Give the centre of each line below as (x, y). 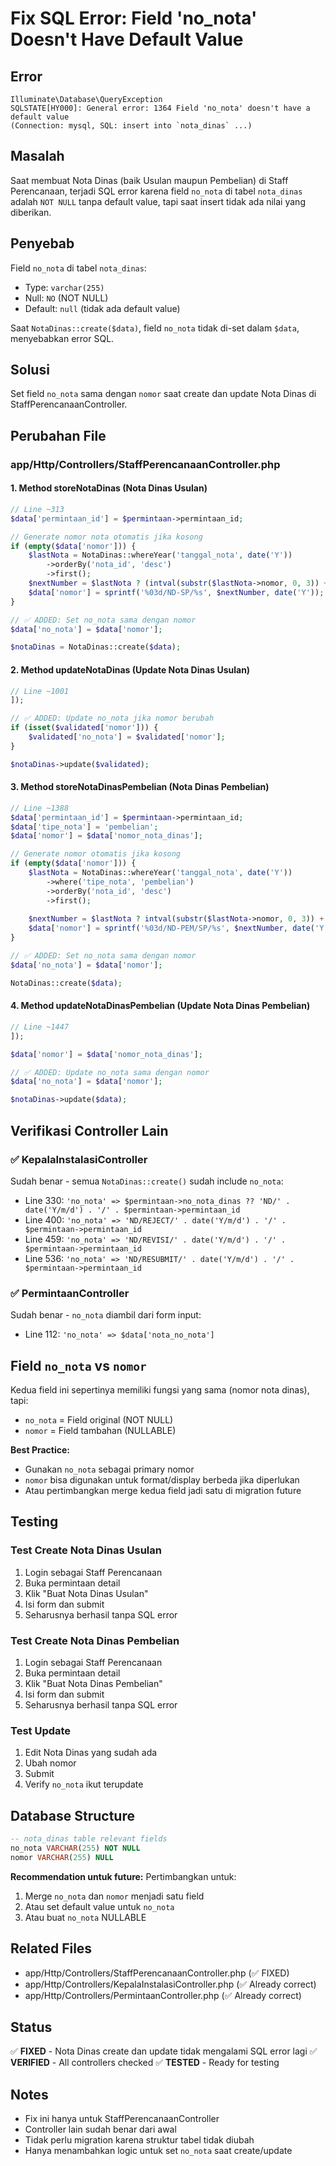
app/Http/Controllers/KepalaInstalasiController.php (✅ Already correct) (170, 1984)
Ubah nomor (50, 1763)
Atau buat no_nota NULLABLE (85, 1917)
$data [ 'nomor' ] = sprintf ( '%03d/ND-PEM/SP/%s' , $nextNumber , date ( (171, 928)
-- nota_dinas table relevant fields (89, 1839)
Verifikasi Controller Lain (89, 1130)
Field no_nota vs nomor (78, 1365)
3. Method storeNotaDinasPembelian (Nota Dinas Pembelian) (140, 787)
